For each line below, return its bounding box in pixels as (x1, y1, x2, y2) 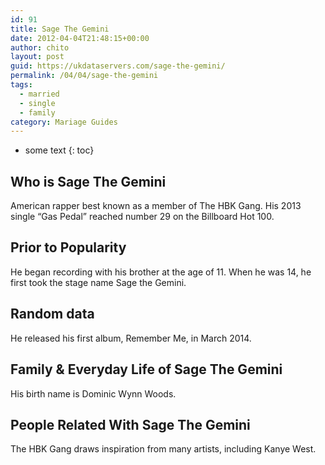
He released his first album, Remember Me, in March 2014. (10, 332, 252, 344)
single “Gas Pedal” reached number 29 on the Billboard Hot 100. (10, 211, 275, 223)
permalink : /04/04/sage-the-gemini (10, 71, 159, 81)
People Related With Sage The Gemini (10, 416, 251, 433)
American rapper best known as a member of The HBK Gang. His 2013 (10, 200, 302, 212)
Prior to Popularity (10, 239, 127, 256)
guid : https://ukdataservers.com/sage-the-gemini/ (10, 61, 226, 71)
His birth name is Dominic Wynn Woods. (10, 387, 177, 400)
